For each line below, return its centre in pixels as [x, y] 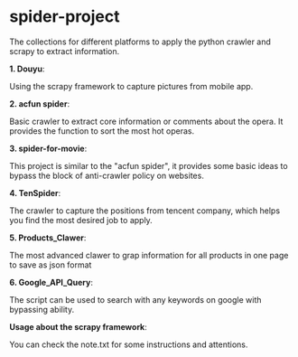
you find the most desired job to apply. [81, 220]
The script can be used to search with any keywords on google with [135, 299]
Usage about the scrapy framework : [78, 326]
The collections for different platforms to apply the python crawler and [140, 42]
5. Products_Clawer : [48, 238]
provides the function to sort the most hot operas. [102, 131]
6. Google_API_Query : [51, 282]
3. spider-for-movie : [48, 148]
